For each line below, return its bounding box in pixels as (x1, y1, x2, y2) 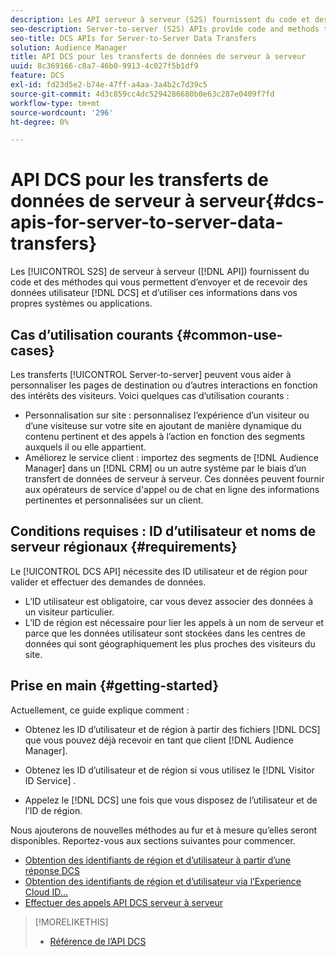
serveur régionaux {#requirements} (10, 539, 238, 556)
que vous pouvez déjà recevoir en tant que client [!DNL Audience (24, 734, 294, 746)
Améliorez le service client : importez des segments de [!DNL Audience (24, 452, 319, 463)
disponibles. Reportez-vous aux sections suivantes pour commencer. (10, 834, 296, 846)
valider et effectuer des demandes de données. (10, 576, 207, 588)
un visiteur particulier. (24, 606, 115, 618)
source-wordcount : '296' (10, 107, 114, 118)
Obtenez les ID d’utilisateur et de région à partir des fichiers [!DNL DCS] (24, 723, 321, 735)
